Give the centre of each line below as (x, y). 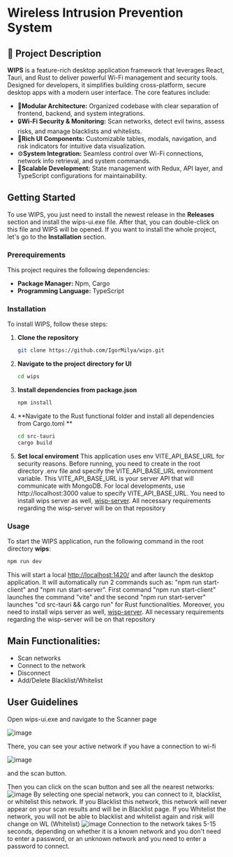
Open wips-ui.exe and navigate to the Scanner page (82, 719)
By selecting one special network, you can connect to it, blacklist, (128, 794)
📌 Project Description (54, 53)
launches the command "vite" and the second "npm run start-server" (107, 597)
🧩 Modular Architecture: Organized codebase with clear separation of (118, 106)
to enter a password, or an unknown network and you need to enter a (107, 838)
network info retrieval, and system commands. (84, 161)
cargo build (35, 442)
